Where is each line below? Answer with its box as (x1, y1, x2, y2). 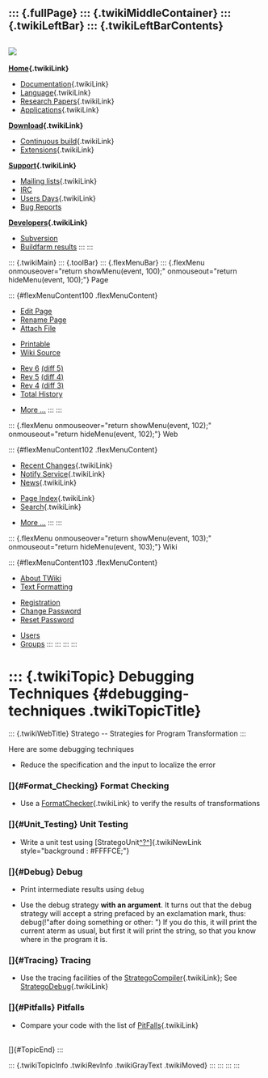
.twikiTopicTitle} (88, 702, 202, 720)
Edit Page (19, 307, 52, 316)
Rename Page (19, 315, 67, 325)
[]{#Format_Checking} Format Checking (8, 780, 170, 792)
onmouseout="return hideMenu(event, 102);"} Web (8, 429, 178, 439)
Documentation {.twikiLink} (19, 79, 109, 89)
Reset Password (19, 615, 74, 625)
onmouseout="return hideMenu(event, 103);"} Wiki (8, 542, 178, 552)
